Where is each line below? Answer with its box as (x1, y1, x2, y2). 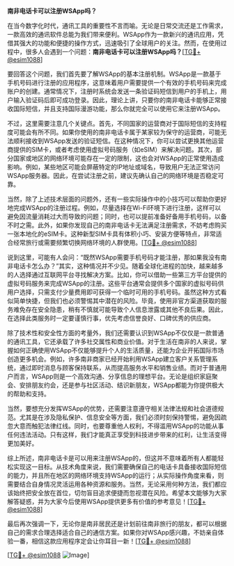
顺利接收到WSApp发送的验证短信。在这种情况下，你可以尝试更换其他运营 (13, 137, 224, 145)
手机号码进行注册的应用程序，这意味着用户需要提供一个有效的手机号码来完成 (7, 79, 227, 86)
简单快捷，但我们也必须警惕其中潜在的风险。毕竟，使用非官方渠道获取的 (13, 297, 221, 305)
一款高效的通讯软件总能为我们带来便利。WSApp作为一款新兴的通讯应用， (7, 31, 218, 38)
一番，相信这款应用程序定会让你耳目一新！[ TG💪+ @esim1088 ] (13, 537, 192, 545)
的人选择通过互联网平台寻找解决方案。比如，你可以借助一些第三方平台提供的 (7, 270, 227, 279)
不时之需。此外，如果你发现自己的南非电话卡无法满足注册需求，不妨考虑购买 (7, 221, 227, 229)
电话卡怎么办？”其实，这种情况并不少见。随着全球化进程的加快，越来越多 (13, 262, 224, 270)
